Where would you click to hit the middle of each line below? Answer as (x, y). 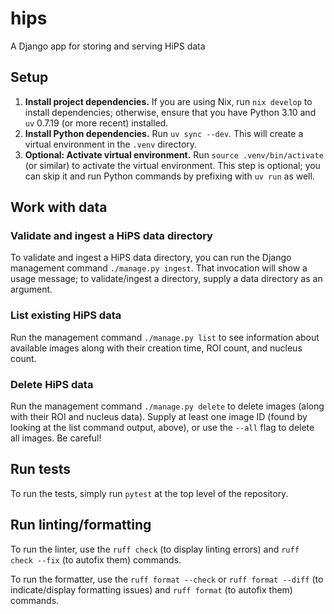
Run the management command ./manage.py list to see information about (165, 337)
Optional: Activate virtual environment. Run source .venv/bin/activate (174, 154)
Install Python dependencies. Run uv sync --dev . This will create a (164, 133)
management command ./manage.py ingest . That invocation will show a (159, 268)
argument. (31, 289)
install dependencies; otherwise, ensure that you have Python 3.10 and (170, 112)
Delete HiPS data (52, 384)
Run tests (40, 469)
